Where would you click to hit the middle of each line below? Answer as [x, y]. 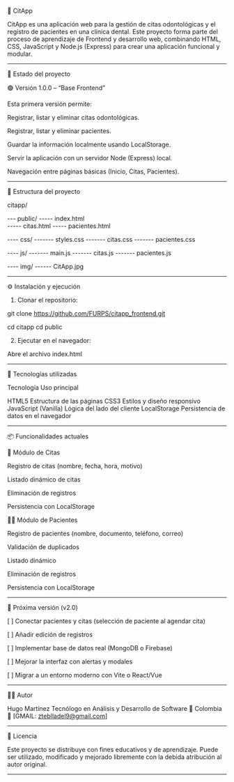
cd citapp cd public [35, 327]
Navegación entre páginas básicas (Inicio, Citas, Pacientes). [93, 171]
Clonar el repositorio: [47, 300]
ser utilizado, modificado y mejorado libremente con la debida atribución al [115, 757]
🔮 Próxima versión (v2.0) [42, 607]
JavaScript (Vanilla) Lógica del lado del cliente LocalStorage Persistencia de [116, 408]
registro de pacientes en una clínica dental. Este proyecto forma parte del [112, 32]
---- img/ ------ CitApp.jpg [46, 266]
